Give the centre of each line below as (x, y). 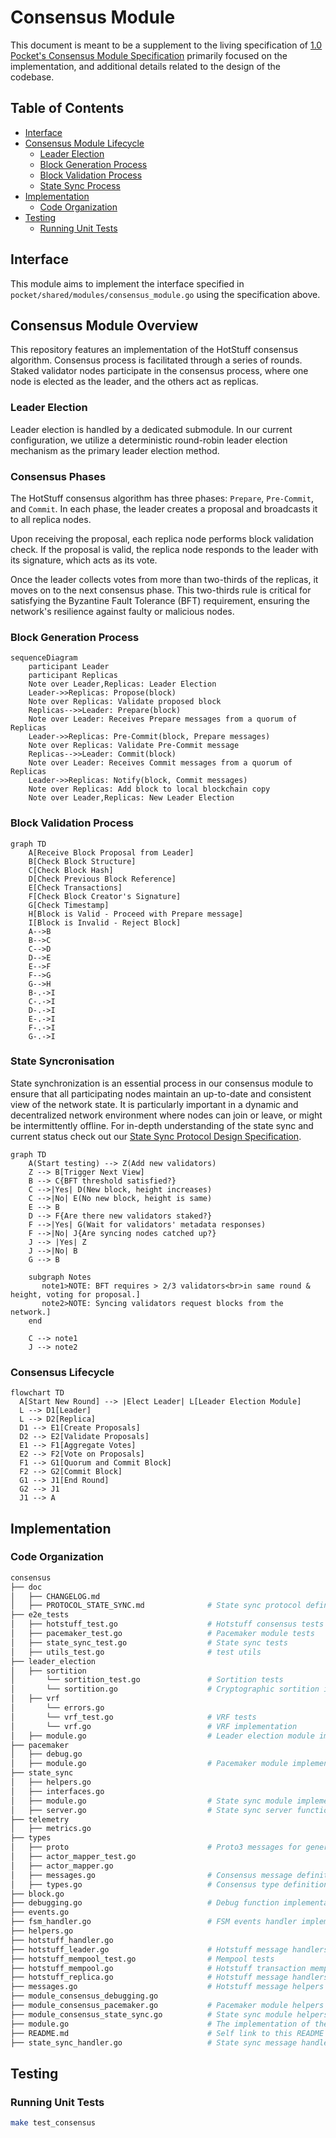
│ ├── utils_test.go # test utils (136, 1652)
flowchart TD (37, 1393)
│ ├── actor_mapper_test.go (73, 1857)
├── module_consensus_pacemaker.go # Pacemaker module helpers (167, 2006)
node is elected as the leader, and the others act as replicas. (134, 382)
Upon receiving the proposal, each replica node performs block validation (162, 538)
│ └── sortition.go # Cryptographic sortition (165, 1689)
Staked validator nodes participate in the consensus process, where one (159, 371)
